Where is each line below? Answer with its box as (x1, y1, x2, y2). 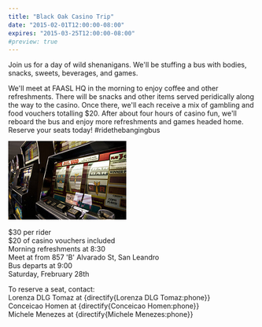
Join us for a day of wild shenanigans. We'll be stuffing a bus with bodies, (8, 60, 247, 70)
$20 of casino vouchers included (8, 236, 116, 245)
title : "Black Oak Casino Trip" (8, 13, 114, 20)
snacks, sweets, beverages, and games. (8, 68, 138, 78)
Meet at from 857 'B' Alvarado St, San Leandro (8, 252, 160, 263)
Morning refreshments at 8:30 (8, 244, 106, 254)
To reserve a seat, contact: (8, 285, 95, 294)
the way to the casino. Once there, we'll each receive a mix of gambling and (8, 101, 254, 110)
